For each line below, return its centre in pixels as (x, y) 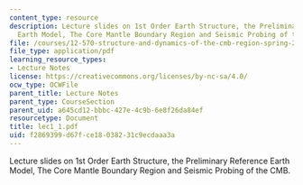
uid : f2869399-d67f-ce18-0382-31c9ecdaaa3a (92, 135)
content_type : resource (54, 18)
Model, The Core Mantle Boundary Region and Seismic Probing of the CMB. (150, 170)
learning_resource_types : (58, 60)
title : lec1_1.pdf (44, 127)
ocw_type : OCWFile (44, 85)
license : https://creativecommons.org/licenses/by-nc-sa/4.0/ (129, 77)
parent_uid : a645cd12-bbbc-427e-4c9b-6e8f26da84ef (106, 110)
